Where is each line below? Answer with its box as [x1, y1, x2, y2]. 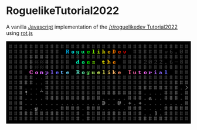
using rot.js [6, 29, 33, 36]
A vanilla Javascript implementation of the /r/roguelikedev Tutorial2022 [6, 23, 178, 30]
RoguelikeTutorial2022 [6, 4, 120, 17]
